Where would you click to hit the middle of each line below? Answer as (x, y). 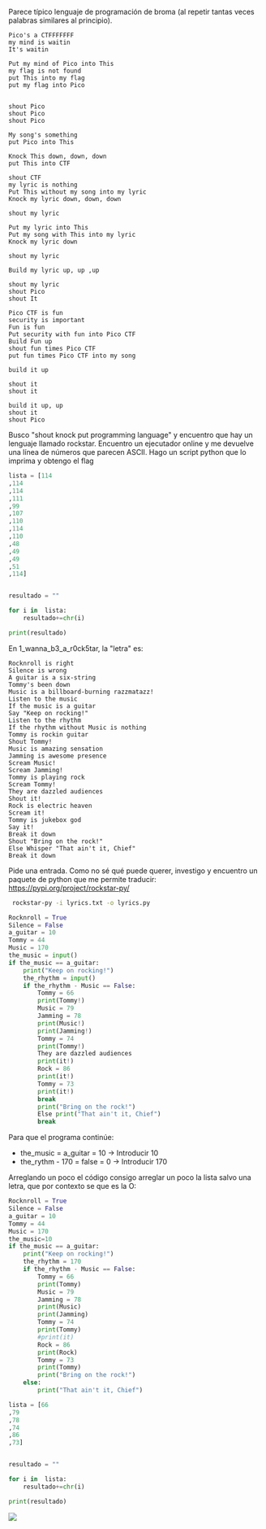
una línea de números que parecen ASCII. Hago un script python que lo (127, 452)
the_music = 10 (30, 1239)
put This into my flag (47, 78)
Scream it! (27, 813)
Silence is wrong (38, 671)
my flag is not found (45, 71)
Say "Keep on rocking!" (49, 713)
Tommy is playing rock (47, 777)
